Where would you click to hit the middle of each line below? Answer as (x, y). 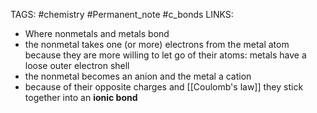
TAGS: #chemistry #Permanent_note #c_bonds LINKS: (122, 14)
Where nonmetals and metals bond (97, 33)
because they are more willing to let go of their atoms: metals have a (165, 55)
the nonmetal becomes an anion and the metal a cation (138, 76)
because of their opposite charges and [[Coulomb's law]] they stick (164, 87)
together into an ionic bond (81, 97)
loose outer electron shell (77, 65)
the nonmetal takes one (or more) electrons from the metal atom (157, 44)
